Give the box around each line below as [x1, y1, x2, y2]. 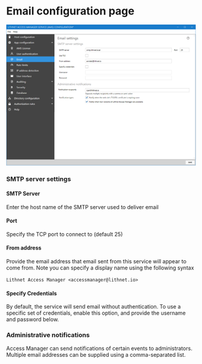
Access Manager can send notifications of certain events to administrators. [6, 345, 192, 352]
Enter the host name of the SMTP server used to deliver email [6, 203, 159, 210]
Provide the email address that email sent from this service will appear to [6, 258, 187, 265]
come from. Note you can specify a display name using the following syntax [6, 264, 194, 272]
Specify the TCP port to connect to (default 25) [6, 230, 123, 237]
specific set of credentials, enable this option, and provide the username [6, 309, 186, 317]
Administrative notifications [6, 331, 90, 339]
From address [6, 244, 42, 251]
